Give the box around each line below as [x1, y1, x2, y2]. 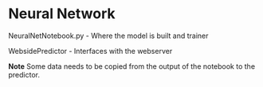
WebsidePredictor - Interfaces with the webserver [8, 46, 173, 55]
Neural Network [8, 5, 116, 23]
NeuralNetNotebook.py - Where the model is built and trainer [8, 31, 209, 40]
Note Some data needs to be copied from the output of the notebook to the [8, 61, 256, 71]
